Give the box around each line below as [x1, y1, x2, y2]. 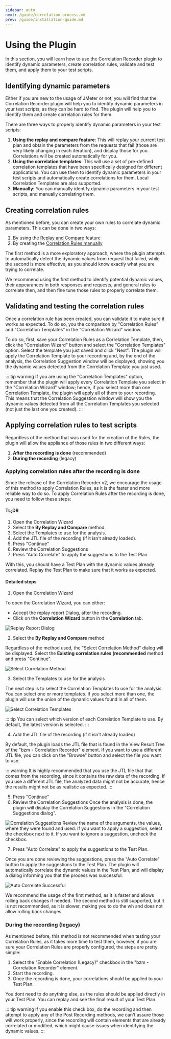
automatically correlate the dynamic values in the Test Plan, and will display [5, 867, 164, 873]
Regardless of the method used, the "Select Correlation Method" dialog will [5, 645, 164, 651]
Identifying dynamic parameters [5, 81, 110, 90]
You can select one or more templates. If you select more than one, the [5, 691, 155, 697]
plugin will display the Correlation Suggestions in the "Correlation [12, 805, 150, 811]
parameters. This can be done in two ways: [5, 224, 96, 231]
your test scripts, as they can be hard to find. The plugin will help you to [5, 106, 156, 112]
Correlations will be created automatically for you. [12, 153, 118, 159]
